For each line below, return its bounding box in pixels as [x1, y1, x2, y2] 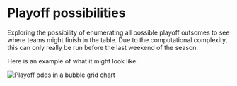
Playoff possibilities [7, 5, 126, 21]
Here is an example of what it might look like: [7, 56, 138, 65]
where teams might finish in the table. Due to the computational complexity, [7, 35, 228, 44]
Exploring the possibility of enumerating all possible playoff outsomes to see [7, 28, 230, 37]
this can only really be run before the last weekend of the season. [7, 43, 199, 51]
